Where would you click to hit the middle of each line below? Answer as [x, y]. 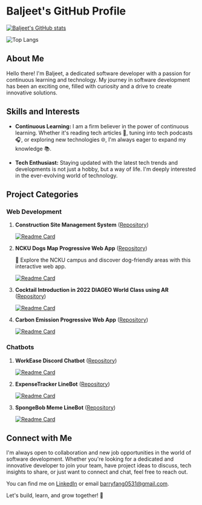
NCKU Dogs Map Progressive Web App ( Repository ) [81, 248]
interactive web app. [41, 266]
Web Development [34, 211]
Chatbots [20, 348]
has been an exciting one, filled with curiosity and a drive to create [89, 86]
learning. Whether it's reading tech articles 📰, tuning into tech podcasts [104, 133]
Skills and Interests [43, 112]
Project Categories [42, 194]
